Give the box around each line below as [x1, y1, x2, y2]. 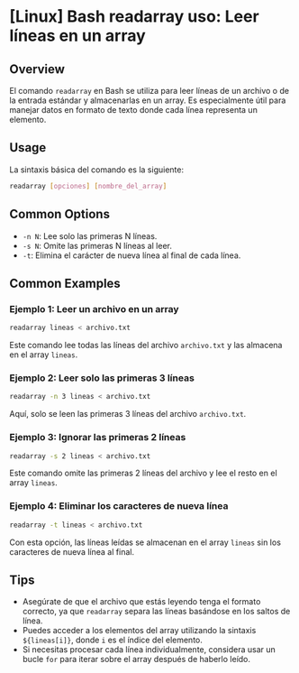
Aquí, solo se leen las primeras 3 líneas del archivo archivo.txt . [9, 409, 247, 419]
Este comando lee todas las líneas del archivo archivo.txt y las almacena [9, 340, 283, 351]
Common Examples [9, 275, 122, 290]
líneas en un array [9, 25, 146, 46]
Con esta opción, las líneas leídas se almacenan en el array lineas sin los [9, 537, 282, 548]
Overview [9, 61, 66, 77]
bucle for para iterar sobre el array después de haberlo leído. [22, 654, 250, 665]
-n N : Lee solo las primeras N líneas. [22, 230, 158, 241]
